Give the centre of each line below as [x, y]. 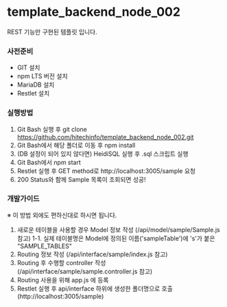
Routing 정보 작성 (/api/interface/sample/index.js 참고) [92, 254]
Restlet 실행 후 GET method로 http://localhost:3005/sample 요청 [106, 171]
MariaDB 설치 [36, 85]
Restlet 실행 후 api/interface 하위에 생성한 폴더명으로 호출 [95, 288]
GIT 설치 [28, 68]
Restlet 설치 [33, 93]
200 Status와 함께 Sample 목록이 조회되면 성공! [81, 179]
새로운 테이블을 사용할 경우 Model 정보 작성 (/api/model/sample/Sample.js [119, 229]
